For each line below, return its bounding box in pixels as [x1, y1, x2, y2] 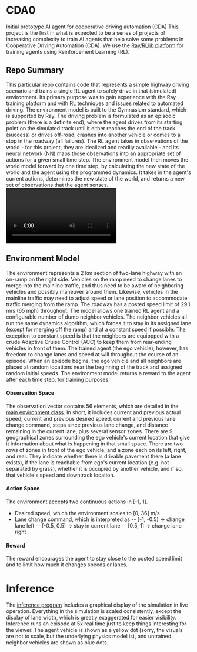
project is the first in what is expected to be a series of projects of [6, 29, 166, 36]
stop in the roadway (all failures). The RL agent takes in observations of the [6, 137, 188, 145]
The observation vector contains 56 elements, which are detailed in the [6, 402, 179, 409]
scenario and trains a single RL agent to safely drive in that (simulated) [6, 87, 177, 94]
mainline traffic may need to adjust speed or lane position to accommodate [6, 294, 188, 302]
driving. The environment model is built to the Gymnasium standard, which [6, 106, 187, 113]
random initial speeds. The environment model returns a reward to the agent [6, 369, 191, 376]
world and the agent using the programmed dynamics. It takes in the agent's [6, 169, 191, 176]
